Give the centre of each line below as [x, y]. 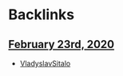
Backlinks [42, 15]
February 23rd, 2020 [61, 44]
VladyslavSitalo [45, 63]
